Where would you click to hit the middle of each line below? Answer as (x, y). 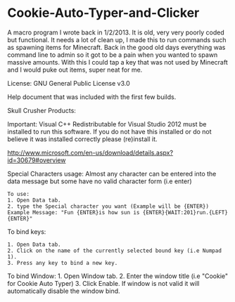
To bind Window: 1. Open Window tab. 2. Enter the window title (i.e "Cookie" (118, 276)
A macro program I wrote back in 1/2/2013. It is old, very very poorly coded (116, 32)
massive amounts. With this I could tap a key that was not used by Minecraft (118, 62)
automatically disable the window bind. (64, 291)
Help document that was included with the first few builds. (92, 97)
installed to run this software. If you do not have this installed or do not (110, 131)
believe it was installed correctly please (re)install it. (82, 139)
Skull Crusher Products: (42, 110)
